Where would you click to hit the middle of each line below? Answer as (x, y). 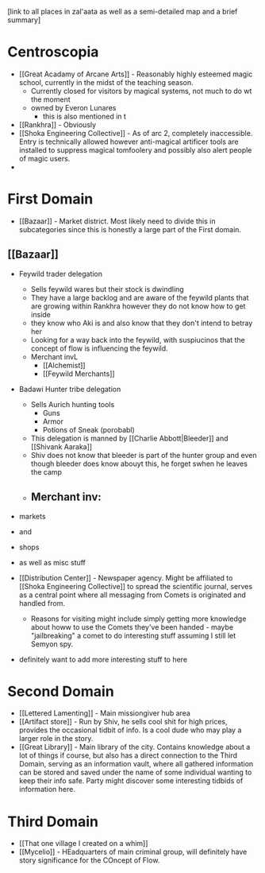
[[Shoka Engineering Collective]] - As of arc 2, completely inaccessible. (136, 133)
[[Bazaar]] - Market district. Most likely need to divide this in (117, 221)
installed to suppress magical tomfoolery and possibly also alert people (135, 149)
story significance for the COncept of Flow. (89, 860)
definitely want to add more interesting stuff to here (103, 659)
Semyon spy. (52, 644)
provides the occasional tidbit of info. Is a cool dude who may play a (130, 730)
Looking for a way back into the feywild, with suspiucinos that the (138, 339)
